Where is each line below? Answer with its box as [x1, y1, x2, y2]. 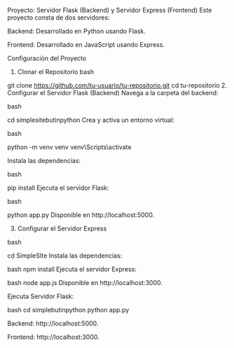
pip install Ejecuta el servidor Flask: [7, 183, 110, 192]
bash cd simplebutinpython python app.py [7, 306, 130, 314]
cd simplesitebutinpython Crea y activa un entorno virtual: [7, 116, 175, 124]
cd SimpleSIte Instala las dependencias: [7, 251, 123, 260]
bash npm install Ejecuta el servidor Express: [7, 265, 137, 273]
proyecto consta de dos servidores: [7, 13, 110, 22]
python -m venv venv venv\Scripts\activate [7, 143, 132, 151]
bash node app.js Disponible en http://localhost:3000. [7, 279, 163, 286]
